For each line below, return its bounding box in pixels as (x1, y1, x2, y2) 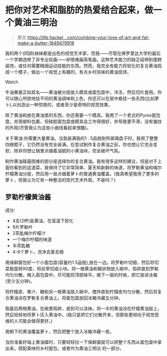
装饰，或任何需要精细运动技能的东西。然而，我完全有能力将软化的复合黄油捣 (5, 63, 162, 69)
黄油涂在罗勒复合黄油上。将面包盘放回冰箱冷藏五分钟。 (9, 295, 123, 301)
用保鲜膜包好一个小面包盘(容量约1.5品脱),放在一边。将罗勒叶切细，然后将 (5, 259, 155, 265)
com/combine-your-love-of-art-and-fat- (67, 34, 150, 40)
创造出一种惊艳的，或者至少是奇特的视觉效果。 (16, 102, 113, 108)
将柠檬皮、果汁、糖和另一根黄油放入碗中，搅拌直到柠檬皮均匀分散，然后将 (5, 288, 158, 294)
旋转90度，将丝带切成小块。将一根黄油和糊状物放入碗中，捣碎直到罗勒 (13, 265, 159, 271)
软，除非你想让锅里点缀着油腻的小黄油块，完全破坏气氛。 (5, 147, 123, 153)
